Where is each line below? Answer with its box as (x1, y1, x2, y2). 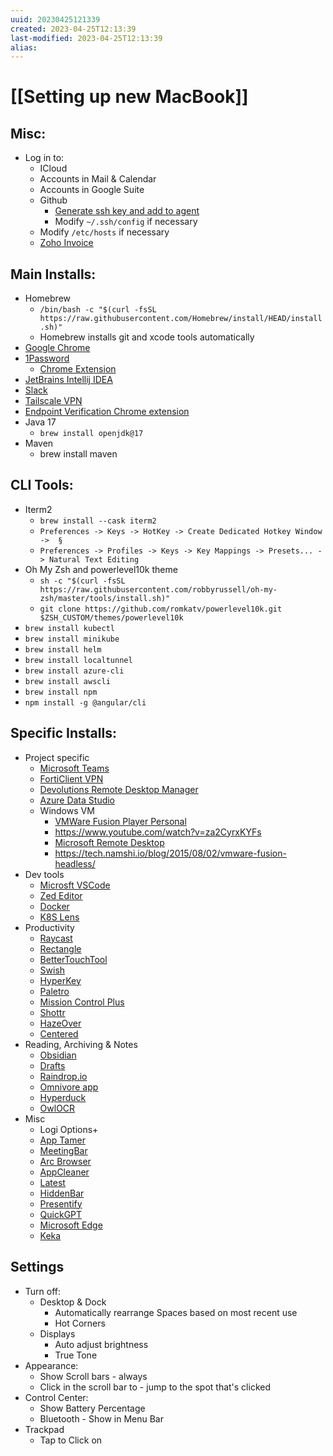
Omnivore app (39, 1081, 99, 1093)
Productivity (24, 921, 75, 933)
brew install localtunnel (24, 655, 133, 665)
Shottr (39, 1006, 66, 1018)
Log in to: (24, 152, 65, 164)
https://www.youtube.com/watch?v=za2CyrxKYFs (54, 826, 262, 838)
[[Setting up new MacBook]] (10, 86, 249, 108)
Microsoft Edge (39, 1219, 103, 1231)
